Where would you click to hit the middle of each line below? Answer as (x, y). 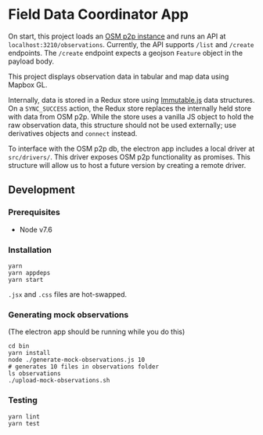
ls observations (34, 374)
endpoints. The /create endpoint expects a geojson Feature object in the (126, 53)
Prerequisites (34, 212)
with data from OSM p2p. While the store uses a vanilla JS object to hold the (131, 116)
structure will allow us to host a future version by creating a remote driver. (127, 165)
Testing (23, 400)
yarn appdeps (29, 272)
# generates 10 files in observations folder (83, 367)
